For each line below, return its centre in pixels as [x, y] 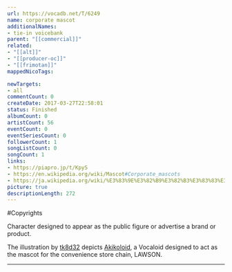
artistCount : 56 [30, 123]
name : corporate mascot [41, 20]
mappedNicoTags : [30, 71]
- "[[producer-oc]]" [37, 59]
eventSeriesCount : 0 [37, 136]
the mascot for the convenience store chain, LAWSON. [85, 255]
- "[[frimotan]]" [32, 65]
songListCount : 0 [32, 148]
